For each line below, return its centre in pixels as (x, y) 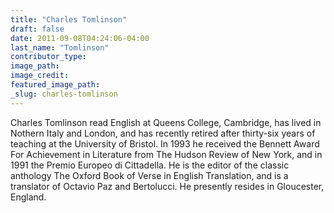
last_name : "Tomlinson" (60, 47)
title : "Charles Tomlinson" (69, 19)
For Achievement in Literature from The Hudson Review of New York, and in (166, 154)
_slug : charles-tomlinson (64, 94)
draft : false (37, 29)
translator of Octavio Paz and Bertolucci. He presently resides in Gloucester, (167, 186)
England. (28, 197)
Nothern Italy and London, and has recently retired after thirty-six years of (163, 133)
